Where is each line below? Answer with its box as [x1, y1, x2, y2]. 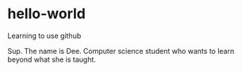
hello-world [7, 5, 86, 23]
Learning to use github [7, 31, 82, 40]
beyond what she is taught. [7, 55, 97, 64]
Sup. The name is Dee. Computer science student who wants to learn [7, 46, 235, 55]
